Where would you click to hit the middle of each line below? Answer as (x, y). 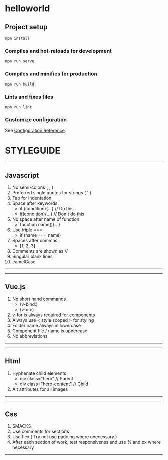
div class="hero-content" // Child (54, 384)
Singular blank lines (33, 256)
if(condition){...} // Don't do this (52, 214)
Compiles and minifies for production (51, 74)
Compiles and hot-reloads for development (59, 51)
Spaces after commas (35, 240)
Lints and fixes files (29, 97)
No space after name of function (46, 219)
